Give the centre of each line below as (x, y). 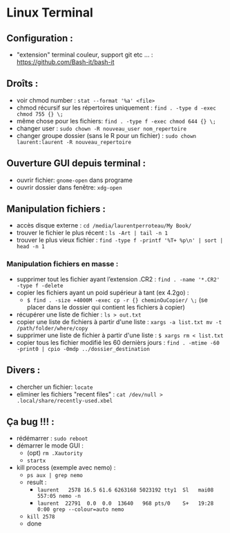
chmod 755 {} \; (40, 114)
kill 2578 (41, 517)
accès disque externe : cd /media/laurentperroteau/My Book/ (104, 225)
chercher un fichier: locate (55, 387)
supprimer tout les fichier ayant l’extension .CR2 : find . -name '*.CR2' (118, 279)
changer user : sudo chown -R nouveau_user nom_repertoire (102, 128)
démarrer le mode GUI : (50, 445)
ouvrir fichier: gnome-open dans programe (74, 180)
